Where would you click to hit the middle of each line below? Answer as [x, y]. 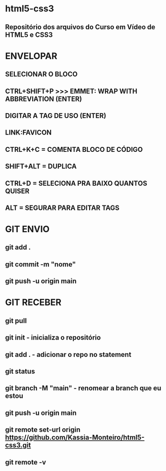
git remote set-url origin [43, 430]
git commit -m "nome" [40, 264]
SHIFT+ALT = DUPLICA [41, 167]
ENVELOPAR [31, 56]
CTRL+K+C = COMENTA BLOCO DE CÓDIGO [74, 149]
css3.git [18, 445]
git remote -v [26, 462]
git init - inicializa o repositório [53, 338]
